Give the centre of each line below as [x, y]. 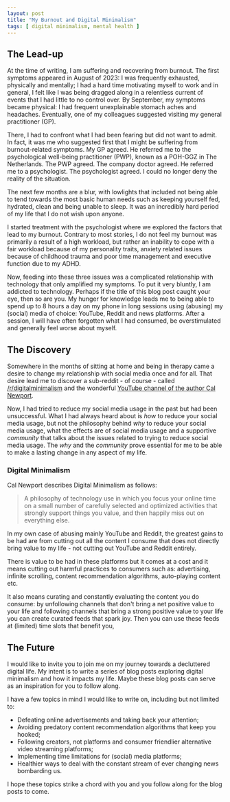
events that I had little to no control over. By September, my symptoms [106, 100]
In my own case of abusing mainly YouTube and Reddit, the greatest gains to [115, 534]
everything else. [47, 520]
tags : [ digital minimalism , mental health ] [73, 26]
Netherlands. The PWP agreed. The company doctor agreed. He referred [110, 164]
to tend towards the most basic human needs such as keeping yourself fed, [114, 199]
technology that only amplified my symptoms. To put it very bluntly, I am [109, 284]
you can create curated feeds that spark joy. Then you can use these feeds [113, 619]
